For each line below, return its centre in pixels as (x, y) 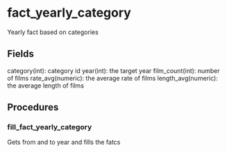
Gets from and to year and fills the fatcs (64, 142)
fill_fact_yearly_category (50, 127)
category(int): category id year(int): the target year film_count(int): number (113, 70)
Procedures (33, 107)
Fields (21, 54)
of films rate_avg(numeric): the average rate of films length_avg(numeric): (113, 78)
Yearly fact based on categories (53, 32)
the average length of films (46, 86)
